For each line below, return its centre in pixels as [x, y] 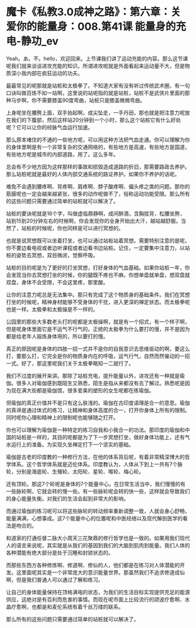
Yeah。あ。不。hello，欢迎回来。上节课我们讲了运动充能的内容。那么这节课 [97, 58]
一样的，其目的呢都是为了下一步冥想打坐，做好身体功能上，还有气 [111, 437]
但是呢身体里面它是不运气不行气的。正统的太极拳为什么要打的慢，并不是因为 [98, 329]
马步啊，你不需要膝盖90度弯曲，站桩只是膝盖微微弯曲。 [78, 100]
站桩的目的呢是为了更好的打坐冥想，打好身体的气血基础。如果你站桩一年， [95, 267]
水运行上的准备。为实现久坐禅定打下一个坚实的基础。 [70, 444]
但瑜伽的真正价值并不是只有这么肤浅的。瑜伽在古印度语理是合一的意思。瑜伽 [98, 403]
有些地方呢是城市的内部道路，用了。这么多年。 [62, 154]
